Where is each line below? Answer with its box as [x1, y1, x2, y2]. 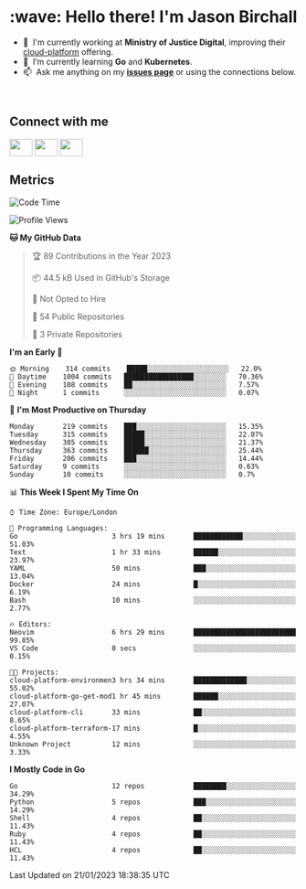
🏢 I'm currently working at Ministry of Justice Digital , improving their [22, 37, 286, 48]
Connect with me [9, 114, 110, 130]
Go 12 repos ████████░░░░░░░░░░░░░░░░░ [9, 781, 297, 790]
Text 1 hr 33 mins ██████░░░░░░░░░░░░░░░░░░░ [9, 547, 297, 557]
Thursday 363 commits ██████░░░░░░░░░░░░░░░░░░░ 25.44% [9, 445, 263, 455]
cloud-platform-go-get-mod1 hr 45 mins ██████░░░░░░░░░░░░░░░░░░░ [9, 691, 297, 701]
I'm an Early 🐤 [9, 346, 63, 358]
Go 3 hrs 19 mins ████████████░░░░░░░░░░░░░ [9, 531, 297, 541]
